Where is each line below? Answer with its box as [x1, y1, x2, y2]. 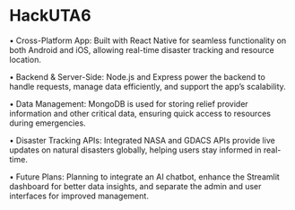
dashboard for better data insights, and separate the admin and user [9, 180, 262, 191]
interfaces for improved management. [9, 190, 150, 201]
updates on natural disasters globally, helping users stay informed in [9, 144, 262, 155]
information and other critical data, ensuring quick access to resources [9, 108, 272, 118]
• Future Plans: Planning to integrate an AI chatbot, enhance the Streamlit [9, 171, 280, 182]
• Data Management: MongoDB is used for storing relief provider [9, 98, 248, 109]
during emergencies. [9, 118, 87, 128]
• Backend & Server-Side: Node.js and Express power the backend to [9, 71, 266, 82]
